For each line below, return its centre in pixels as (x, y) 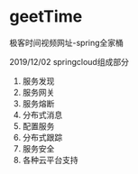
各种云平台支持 (50, 160)
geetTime (46, 17)
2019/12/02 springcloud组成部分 (69, 61)
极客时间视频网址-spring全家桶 (67, 42)
